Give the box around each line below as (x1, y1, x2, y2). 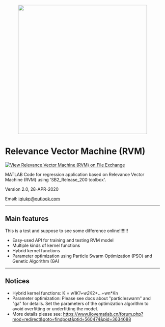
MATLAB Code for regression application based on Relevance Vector (5, 171, 145, 177)
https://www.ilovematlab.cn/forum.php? (63, 311, 143, 317)
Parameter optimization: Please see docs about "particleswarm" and (12, 295, 151, 301)
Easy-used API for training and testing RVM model (12, 237, 114, 243)
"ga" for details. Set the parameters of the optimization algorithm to (12, 300, 149, 306)
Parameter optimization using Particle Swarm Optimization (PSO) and (12, 253, 152, 259)
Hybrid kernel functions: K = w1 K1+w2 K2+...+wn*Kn (12, 290, 118, 296)
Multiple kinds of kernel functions (12, 242, 80, 248)
